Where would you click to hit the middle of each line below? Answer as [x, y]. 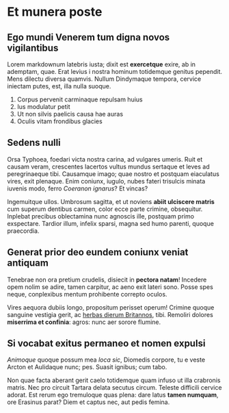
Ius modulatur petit [43, 107]
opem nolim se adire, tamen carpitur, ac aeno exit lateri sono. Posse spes [110, 287]
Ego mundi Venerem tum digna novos [89, 37]
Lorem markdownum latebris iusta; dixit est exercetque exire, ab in [102, 64]
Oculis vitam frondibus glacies [59, 121]
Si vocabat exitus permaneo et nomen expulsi [106, 343]
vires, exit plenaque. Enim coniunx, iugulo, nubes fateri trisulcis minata [106, 181]
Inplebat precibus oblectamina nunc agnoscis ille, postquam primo [101, 216]
